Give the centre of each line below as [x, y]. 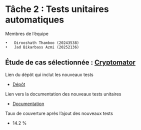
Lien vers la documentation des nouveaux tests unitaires [63, 94]
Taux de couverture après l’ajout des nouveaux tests [59, 113]
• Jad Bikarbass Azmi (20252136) [42, 47]
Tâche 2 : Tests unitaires [57, 9]
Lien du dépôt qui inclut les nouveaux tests [49, 74]
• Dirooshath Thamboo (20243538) [42, 43]
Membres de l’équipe [27, 33]
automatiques [34, 20]
